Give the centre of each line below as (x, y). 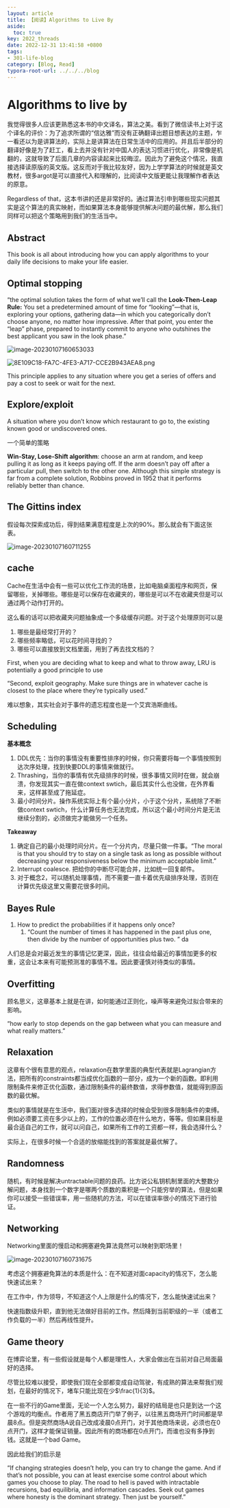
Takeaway (22, 832)
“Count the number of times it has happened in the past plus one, (119, 932)
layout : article (30, 13)
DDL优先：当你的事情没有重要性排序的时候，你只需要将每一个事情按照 (116, 758)
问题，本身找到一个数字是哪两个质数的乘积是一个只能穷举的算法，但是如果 (118, 1190)
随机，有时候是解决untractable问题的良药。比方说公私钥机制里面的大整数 (110, 1181)
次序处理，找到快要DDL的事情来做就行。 (80, 767)
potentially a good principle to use (55, 670)
